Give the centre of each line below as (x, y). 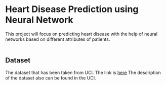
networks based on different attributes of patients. (58, 39)
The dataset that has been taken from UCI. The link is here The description (83, 72)
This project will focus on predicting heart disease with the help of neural (81, 34)
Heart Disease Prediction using (72, 9)
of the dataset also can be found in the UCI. (51, 78)
